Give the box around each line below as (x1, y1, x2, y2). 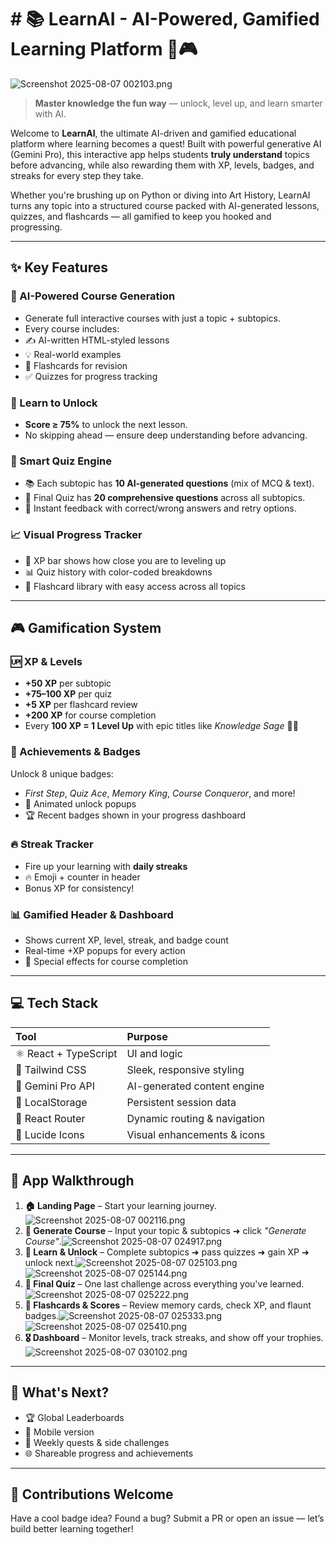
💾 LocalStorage (15, 1095, 88, 1109)
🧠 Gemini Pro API (15, 1079, 95, 1093)
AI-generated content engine (126, 1079, 265, 1093)
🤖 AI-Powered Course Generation (10, 289, 176, 303)
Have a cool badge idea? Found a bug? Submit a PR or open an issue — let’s (10, 1512, 325, 1525)
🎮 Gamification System (10, 619, 162, 636)
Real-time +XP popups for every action (24, 945, 186, 957)
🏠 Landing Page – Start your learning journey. (24, 1199, 217, 1211)
